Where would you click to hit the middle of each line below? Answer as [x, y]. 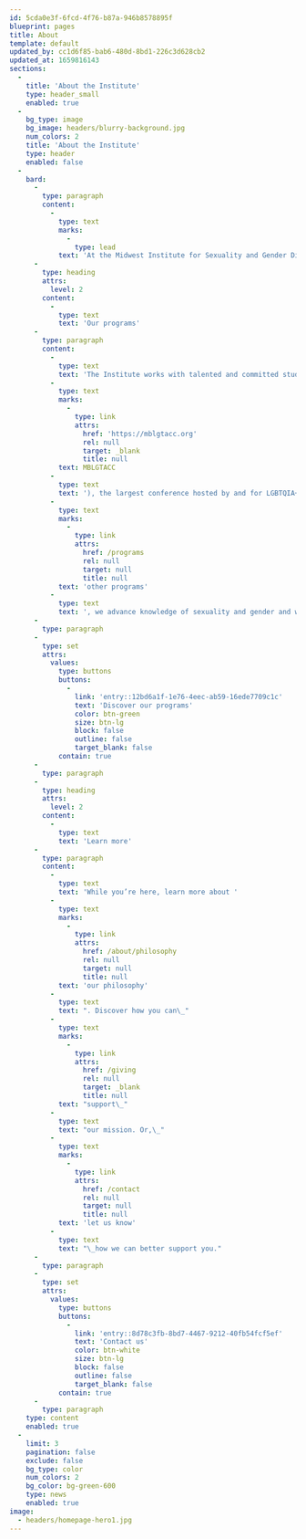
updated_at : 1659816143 [55, 60]
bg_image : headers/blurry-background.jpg [105, 129]
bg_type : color [55, 1469]
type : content [52, 1419]
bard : [36, 179]
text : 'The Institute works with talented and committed [168, 374]
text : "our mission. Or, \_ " [112, 1130]
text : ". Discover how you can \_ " [123, 1011]
